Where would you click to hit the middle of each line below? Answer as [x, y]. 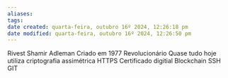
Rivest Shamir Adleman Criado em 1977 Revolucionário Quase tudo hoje [112, 53]
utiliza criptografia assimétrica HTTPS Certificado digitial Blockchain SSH [114, 61]
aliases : [20, 14]
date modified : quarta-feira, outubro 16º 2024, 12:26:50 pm [99, 33]
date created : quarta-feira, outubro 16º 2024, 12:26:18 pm [98, 27]
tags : [15, 20]
